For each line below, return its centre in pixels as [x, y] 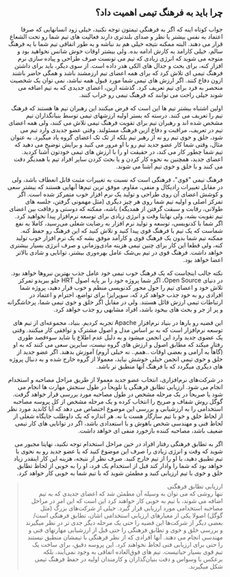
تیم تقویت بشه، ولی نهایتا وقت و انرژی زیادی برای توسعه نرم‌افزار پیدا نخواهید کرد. [119, 216]
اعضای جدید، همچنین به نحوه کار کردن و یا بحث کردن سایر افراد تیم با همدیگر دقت [118, 159]
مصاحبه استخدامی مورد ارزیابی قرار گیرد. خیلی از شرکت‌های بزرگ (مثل [131, 508]
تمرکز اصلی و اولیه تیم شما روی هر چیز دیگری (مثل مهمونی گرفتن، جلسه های [124, 201]
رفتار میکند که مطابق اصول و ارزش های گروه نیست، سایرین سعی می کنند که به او [118, 344]
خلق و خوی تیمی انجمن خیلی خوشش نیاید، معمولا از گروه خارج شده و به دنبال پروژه [116, 359]
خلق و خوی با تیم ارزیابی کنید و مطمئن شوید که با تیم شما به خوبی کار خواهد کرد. [120, 473]
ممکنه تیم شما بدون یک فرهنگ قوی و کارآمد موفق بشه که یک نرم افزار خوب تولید [119, 238]
